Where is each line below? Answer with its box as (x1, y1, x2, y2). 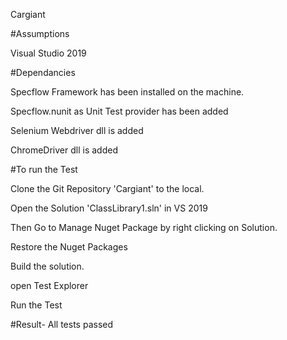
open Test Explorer (10, 280, 89, 291)
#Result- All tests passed (10, 319, 114, 330)
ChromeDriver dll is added (10, 144, 118, 156)
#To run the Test (10, 164, 78, 175)
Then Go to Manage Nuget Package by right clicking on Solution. (10, 222, 278, 233)
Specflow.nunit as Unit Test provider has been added (10, 105, 229, 117)
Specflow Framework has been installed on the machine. (10, 86, 245, 98)
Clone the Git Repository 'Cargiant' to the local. (10, 183, 205, 194)
